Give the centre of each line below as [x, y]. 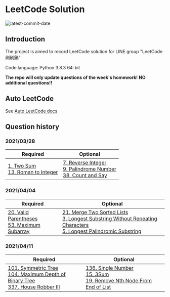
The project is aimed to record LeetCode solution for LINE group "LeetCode [84, 51]
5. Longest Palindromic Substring [102, 231]
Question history [32, 127]
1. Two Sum [22, 166]
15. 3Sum [97, 274]
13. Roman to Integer [33, 172]
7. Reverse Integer [85, 163]
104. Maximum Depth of [37, 274]
